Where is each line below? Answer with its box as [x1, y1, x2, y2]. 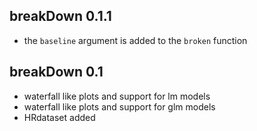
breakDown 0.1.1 [9, 8, 112, 25]
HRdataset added [23, 111, 96, 123]
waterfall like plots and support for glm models [23, 100, 216, 113]
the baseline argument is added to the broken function [23, 34, 248, 46]
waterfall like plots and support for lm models [23, 90, 211, 102]
